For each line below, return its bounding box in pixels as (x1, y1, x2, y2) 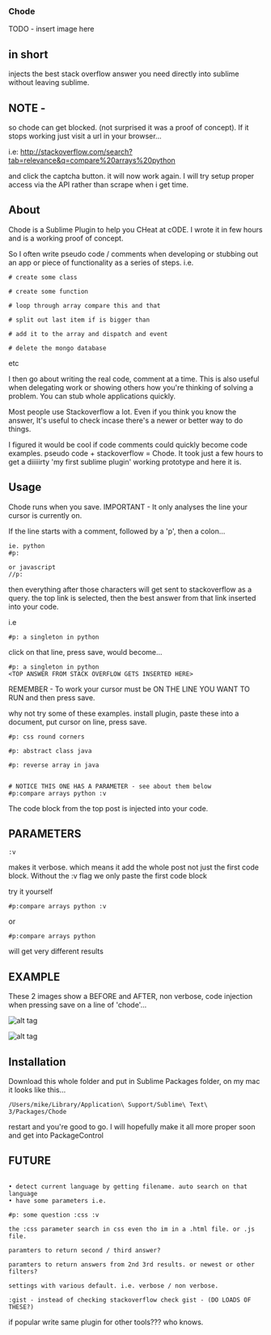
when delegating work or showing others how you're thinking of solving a (8, 382, 253, 392)
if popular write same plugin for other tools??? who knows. (8, 1317, 204, 1327)
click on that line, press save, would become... (8, 647, 163, 657)
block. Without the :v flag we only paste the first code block (8, 871, 208, 881)
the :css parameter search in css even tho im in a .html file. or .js (8, 1225, 255, 1233)
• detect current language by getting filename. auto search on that (8, 1182, 248, 1191)
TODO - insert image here (8, 24, 95, 34)
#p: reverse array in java (8, 761, 100, 769)
